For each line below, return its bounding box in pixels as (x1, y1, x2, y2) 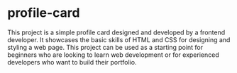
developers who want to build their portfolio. (7, 58, 137, 66)
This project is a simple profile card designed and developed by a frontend (7, 28, 226, 36)
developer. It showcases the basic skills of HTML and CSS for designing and (7, 35, 231, 44)
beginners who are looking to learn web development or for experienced (7, 51, 219, 59)
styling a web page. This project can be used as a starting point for (7, 43, 204, 51)
